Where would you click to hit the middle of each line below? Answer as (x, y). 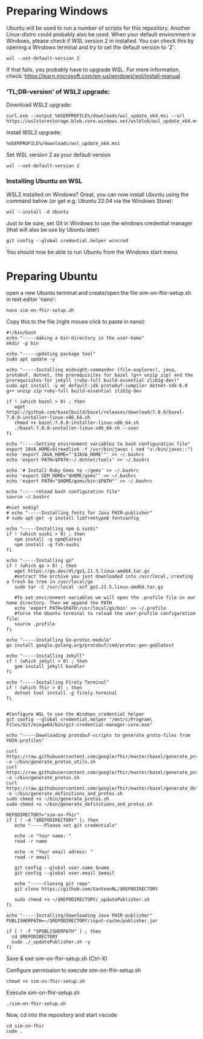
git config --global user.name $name (62, 868)
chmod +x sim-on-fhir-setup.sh (46, 981)
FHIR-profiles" (25, 741)
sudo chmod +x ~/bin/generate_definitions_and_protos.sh (79, 804)
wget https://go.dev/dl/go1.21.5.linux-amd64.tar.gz (82, 571)
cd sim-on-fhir (25, 1026)
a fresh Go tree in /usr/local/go (50, 582)
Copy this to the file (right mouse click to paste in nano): (76, 322)
